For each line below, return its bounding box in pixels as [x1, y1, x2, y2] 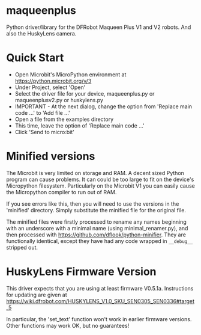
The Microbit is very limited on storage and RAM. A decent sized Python [6, 169, 185, 176]
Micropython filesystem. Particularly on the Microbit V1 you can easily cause [6, 182, 195, 189]
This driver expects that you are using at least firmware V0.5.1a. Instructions [6, 284, 194, 292]
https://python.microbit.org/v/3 [14, 77, 92, 84]
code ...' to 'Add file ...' [14, 109, 70, 116]
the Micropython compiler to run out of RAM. [6, 188, 117, 195]
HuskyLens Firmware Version [6, 265, 157, 278]
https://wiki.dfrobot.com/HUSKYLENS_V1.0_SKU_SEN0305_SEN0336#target [6, 297, 195, 304]
